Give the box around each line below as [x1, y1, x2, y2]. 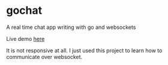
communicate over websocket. [6, 53, 83, 60]
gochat [6, 4, 43, 17]
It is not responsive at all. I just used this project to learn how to [6, 46, 163, 54]
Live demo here [6, 35, 45, 42]
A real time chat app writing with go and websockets [6, 23, 136, 31]
